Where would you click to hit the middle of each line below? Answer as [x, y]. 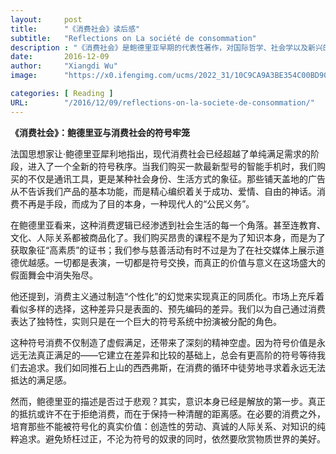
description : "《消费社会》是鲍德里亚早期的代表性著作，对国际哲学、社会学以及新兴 [166, 47]
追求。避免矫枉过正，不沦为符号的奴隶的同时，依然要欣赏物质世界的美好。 [172, 438]
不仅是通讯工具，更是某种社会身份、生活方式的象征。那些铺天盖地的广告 [176, 178]
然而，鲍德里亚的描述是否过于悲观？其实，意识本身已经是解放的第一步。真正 [168, 401]
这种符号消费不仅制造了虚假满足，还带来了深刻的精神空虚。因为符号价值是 [163, 342]
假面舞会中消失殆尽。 [54, 275]
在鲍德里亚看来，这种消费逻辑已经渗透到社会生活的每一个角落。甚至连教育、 [168, 225]
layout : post [46, 19]
